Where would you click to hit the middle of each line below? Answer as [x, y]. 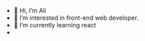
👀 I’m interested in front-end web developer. [76, 18]
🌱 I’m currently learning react [55, 25]
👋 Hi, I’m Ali [30, 11]
